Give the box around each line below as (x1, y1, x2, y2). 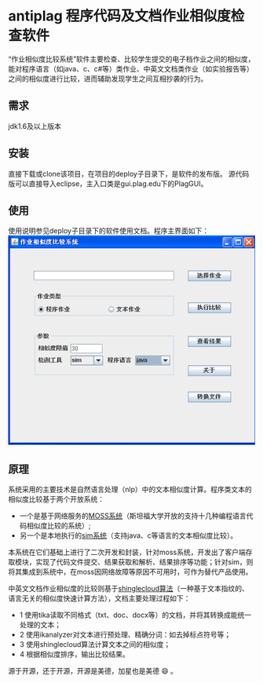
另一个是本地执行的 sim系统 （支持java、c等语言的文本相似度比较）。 (19, 531, 238, 540)
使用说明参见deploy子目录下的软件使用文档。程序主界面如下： (8, 226, 210, 236)
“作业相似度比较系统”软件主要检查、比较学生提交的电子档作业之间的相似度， (8, 54, 255, 64)
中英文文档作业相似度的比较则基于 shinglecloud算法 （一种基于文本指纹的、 (8, 583, 250, 593)
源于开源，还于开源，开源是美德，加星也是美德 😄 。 (8, 666, 178, 675)
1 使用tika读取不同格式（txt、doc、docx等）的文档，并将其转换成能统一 (19, 610, 252, 619)
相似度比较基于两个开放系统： (8, 494, 104, 503)
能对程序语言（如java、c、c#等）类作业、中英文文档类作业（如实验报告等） (8, 64, 254, 73)
